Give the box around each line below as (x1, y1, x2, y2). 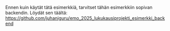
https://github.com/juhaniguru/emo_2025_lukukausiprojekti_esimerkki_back (5, 15, 165, 21)
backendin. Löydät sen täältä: (5, 10, 68, 16)
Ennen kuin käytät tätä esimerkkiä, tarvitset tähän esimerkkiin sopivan (5, 5, 153, 10)
